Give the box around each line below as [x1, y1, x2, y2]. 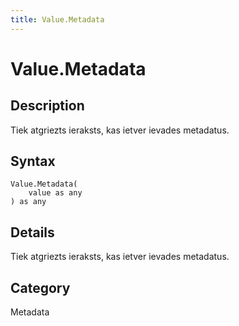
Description [10, 97, 85, 115]
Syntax [10, 153, 56, 170]
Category [10, 279, 71, 296]
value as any [28, 188, 83, 198]
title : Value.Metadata [10, 14, 105, 25]
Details [10, 224, 55, 241]
